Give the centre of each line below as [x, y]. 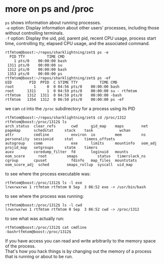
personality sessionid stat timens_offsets [60, 139]
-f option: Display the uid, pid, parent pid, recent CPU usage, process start [81, 38]
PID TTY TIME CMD [37, 57]
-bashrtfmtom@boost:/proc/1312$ [38, 232]
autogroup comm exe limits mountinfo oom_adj [81, 143]
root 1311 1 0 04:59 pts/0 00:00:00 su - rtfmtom [71, 91]
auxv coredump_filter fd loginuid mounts [67, 152]
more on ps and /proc [50, 9]
